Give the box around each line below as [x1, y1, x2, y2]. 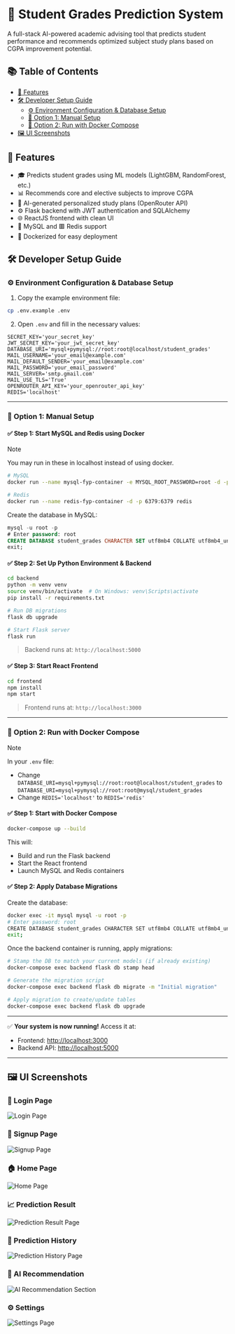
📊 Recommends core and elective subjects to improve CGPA [17, 189, 194, 197]
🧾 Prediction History [7, 1236, 77, 1246]
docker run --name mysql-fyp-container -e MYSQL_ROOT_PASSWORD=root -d [7, 479, 220, 486]
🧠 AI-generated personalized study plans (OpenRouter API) [17, 199, 188, 207]
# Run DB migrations [7, 607, 68, 614]
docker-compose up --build [7, 825, 86, 832]
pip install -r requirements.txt [7, 594, 105, 602]
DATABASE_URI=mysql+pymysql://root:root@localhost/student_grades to [17, 778, 222, 787]
